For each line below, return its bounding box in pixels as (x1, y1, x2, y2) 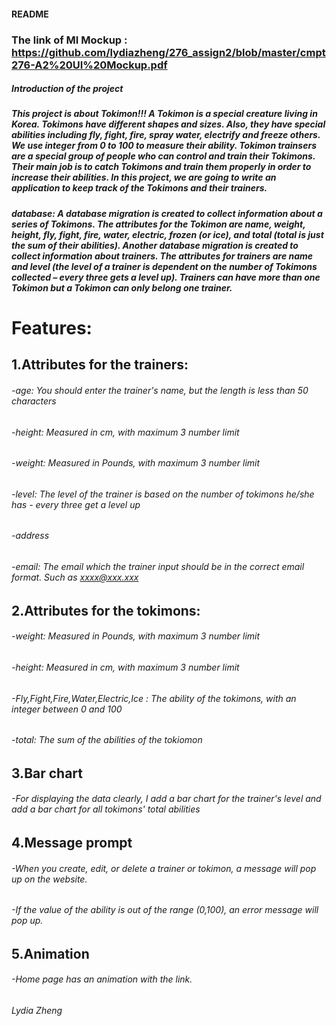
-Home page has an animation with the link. (11, 973, 193, 985)
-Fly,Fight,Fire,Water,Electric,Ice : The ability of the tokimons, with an (11, 692, 297, 704)
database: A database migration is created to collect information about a (11, 207, 323, 219)
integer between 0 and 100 (11, 703, 123, 715)
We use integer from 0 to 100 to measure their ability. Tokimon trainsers (11, 140, 317, 152)
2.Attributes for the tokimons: (11, 602, 201, 619)
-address (11, 530, 50, 542)
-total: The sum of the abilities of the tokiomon (11, 734, 203, 746)
